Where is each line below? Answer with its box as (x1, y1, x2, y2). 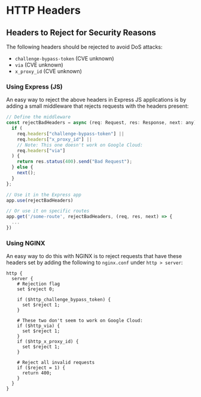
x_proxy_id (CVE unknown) (14, 68, 83, 75)
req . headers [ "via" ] (17, 147, 66, 153)
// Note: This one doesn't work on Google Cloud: (17, 142, 144, 148)
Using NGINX (6, 239, 45, 247)
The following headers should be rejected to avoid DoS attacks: (6, 43, 163, 50)
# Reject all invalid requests (17, 360, 95, 366)
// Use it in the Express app (6, 192, 82, 198)
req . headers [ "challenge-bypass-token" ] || (17, 131, 124, 137)
